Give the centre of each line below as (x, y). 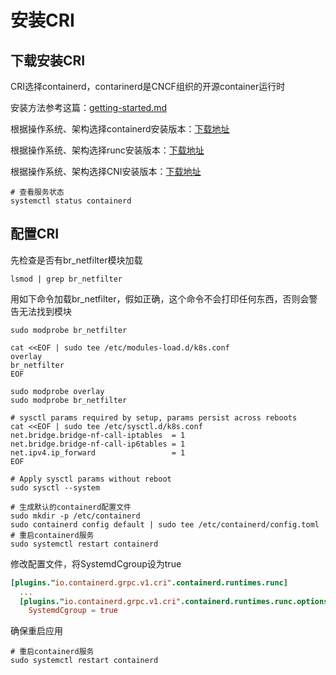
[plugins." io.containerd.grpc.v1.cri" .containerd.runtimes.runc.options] (176, 601)
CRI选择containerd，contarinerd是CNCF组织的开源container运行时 (148, 86)
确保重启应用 (36, 631)
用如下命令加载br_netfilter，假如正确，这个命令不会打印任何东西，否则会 (160, 298)
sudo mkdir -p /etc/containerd (75, 516)
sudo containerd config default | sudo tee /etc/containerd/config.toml (165, 524)
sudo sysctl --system (55, 487)
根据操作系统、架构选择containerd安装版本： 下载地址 (120, 129)
